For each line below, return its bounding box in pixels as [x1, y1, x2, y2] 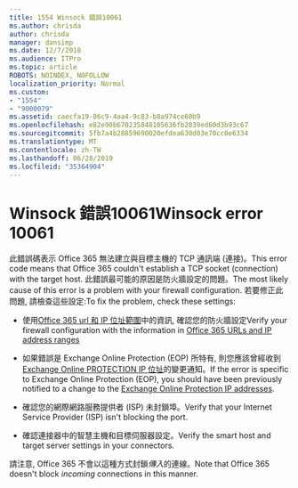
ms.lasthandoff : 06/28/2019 [9, 153, 114, 163]
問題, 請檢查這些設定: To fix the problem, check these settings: [9, 296, 236, 307]
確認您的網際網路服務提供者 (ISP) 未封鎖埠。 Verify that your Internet [21, 402, 273, 412]
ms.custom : [9, 87, 50, 96]
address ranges [21, 335, 80, 346]
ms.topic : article [9, 63, 77, 72]
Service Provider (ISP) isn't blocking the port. [21, 411, 189, 423]
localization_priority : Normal [9, 79, 125, 88]
